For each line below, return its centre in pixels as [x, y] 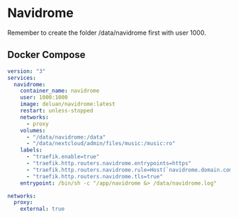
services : [22, 78]
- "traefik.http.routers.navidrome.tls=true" [94, 176]
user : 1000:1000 [44, 98]
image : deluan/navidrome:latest [68, 104]
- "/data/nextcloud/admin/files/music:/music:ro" [101, 144]
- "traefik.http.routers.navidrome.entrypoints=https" [109, 163]
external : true [42, 209]
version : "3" [27, 71]
